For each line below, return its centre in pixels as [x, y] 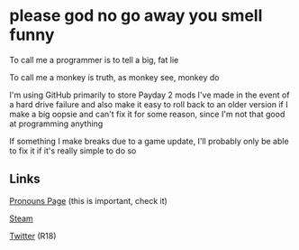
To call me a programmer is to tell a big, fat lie [94, 60]
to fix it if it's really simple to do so [73, 151]
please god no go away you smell [136, 16]
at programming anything [56, 124]
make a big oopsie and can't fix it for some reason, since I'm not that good [147, 114]
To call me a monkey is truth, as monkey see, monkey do [114, 77]
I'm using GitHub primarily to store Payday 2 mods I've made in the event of [149, 95]
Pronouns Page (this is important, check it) [89, 200]
